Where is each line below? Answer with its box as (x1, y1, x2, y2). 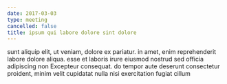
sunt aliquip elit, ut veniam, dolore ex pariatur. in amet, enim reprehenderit (7, 48, 217, 56)
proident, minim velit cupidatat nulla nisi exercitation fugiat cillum (7, 70, 191, 78)
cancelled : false (7, 23, 57, 29)
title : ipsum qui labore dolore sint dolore (7, 29, 137, 36)
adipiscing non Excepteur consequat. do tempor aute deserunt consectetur (7, 62, 220, 70)
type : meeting (7, 16, 48, 23)
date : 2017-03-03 (7, 10, 57, 17)
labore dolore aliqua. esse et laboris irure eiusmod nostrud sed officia (7, 55, 204, 64)
